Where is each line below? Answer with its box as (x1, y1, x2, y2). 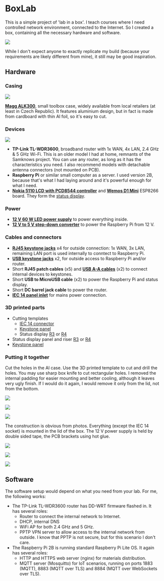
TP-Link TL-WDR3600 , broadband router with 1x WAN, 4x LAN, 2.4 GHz (12, 146, 159, 152)
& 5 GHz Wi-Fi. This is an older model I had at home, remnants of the (12, 151, 151, 157)
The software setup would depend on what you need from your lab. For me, (5, 488, 158, 494)
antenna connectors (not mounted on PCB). (12, 166, 100, 172)
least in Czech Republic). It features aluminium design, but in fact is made (5, 108, 153, 114)
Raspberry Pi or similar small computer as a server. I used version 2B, (12, 172, 153, 178)
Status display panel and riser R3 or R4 (12, 336, 92, 342)
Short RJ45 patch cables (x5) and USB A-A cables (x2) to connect (12, 266, 148, 272)
